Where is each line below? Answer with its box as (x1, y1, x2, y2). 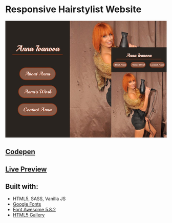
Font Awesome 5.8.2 (12, 207, 56, 213)
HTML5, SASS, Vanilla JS (12, 195, 66, 202)
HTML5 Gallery (12, 212, 45, 218)
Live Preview (5, 165, 47, 174)
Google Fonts (12, 201, 41, 207)
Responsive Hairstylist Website (5, 4, 142, 15)
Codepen (5, 147, 35, 156)
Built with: (5, 182, 38, 191)
